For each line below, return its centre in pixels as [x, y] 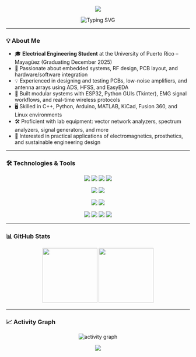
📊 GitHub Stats [28, 236]
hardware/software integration [51, 75]
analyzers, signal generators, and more [62, 130]
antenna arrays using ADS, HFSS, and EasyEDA [71, 87]
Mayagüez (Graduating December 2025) [63, 62]
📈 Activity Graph [31, 322]
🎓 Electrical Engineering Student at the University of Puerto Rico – [97, 54]
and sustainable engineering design [57, 142]
